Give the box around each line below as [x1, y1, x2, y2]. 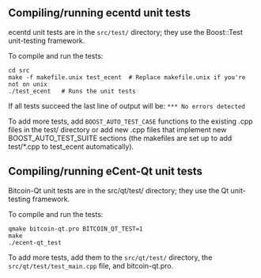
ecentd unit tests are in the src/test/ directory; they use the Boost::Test [8, 27, 244, 36]
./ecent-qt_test [8, 238, 62, 246]
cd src [8, 67, 30, 74]
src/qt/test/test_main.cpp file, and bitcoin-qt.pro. [8, 261, 174, 270]
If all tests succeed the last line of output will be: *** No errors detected [8, 101, 245, 110]
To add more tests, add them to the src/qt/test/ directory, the [8, 253, 213, 262]
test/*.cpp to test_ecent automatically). [8, 142, 134, 151]
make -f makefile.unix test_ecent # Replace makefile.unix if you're [8, 73, 246, 82]
